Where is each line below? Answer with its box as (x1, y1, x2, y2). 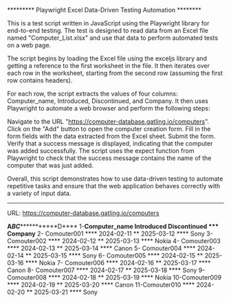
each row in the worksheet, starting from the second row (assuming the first (7, 69, 223, 77)
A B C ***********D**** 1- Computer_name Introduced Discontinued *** (7, 223, 219, 230)
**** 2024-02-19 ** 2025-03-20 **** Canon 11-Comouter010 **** (7, 281, 195, 289)
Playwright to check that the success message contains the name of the (7, 154, 212, 162)
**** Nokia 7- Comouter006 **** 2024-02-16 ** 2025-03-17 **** (25, 259, 211, 267)
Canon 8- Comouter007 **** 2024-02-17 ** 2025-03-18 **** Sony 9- (7, 266, 206, 274)
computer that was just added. (7, 161, 94, 169)
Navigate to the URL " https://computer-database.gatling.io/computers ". (7, 117, 210, 126)
